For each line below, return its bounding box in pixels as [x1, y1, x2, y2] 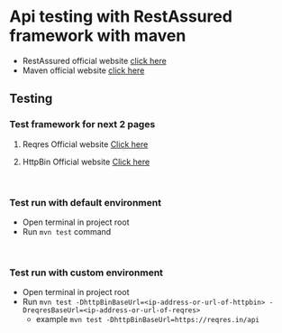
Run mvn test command [22, 226, 112, 236]
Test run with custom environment [9, 266, 164, 279]
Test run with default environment [9, 196, 162, 208]
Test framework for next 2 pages [9, 118, 156, 131]
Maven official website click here [22, 65, 145, 76]
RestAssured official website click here [22, 55, 167, 66]
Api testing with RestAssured [9, 6, 232, 27]
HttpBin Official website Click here [22, 156, 150, 167]
